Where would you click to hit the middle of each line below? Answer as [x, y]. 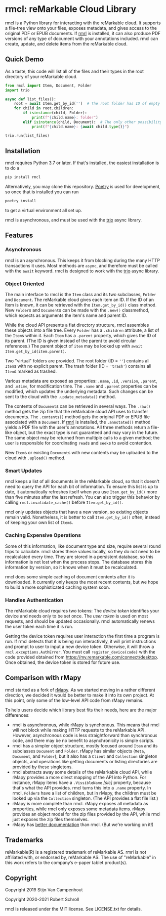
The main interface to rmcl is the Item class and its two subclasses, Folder [81, 295]
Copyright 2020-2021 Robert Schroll [42, 899]
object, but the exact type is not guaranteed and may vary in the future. [86, 433]
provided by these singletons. [42, 767]
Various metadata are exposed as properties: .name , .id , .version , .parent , [81, 381]
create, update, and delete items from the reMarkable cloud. [66, 44]
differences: [17, 715]
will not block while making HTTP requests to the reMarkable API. [79, 730]
